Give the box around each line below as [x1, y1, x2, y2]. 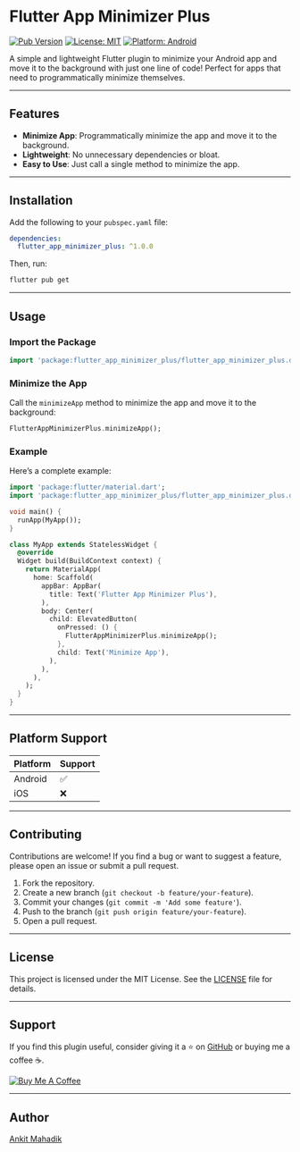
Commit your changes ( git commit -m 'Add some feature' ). [21, 896, 243, 907]
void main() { [9, 507, 62, 516]
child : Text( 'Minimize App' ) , [56, 648, 170, 657]
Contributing [9, 827, 82, 842]
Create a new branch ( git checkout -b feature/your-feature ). [21, 887, 254, 897]
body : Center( [41, 606, 94, 616]
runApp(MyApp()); [17, 516, 82, 525]
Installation [9, 193, 73, 208]
